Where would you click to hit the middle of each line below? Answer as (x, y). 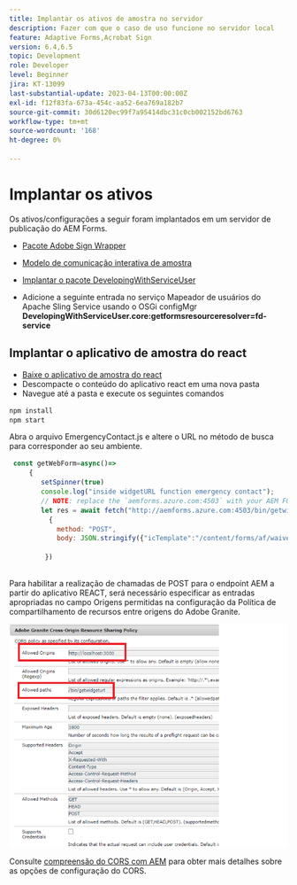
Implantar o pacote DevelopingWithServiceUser (109, 280)
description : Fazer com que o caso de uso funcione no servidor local (142, 28)
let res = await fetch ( (84, 510)
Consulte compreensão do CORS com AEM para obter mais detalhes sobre (146, 861)
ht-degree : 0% (35, 140)
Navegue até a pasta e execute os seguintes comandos (123, 393)
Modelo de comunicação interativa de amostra (107, 262)
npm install (31, 411)
